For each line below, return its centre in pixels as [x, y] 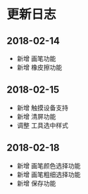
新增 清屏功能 [36, 116]
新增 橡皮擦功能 [39, 67]
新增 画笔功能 [36, 58]
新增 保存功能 [36, 183]
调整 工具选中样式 [42, 125]
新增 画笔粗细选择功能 [49, 174]
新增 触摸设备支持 [42, 108]
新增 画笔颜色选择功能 [49, 165]
